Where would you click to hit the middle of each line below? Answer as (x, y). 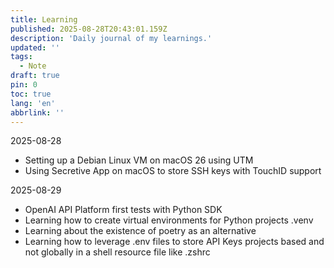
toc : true (31, 94)
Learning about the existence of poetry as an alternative (140, 231)
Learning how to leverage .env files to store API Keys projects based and (174, 242)
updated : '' (35, 47)
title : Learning (44, 19)
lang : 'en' (33, 103)
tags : (21, 57)
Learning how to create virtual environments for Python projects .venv (169, 220)
